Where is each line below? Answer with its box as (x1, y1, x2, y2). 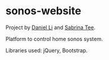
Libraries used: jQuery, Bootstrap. (5, 46, 88, 54)
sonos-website (5, 4, 81, 18)
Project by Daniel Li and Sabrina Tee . (5, 24, 96, 31)
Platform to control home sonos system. (5, 35, 103, 42)
